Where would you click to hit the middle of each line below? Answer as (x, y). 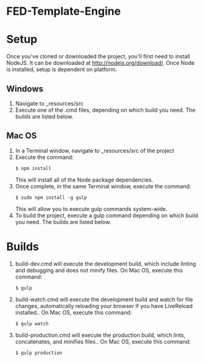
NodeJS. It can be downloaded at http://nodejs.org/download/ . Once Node (100, 63)
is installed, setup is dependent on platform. (62, 69)
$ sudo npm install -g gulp (51, 198)
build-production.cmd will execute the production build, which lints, (100, 335)
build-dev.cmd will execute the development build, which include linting (105, 264)
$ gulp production (39, 353)
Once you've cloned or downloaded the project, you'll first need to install (98, 56)
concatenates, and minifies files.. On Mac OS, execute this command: (103, 341)
